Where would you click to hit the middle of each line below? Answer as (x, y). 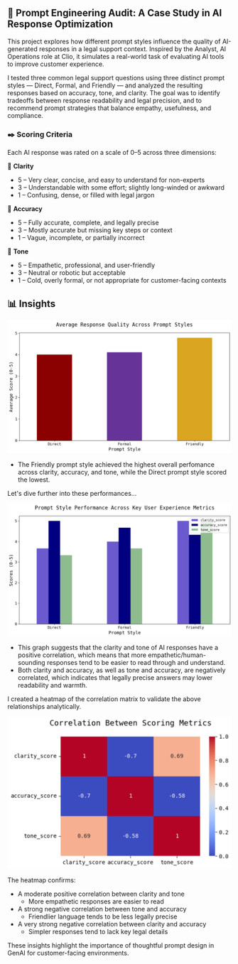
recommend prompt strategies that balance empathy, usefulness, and (109, 108)
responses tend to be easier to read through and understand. (136, 662)
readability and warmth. (52, 685)
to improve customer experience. (56, 64)
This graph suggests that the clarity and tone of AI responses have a (118, 647)
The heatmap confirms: (42, 880)
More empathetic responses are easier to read (96, 901)
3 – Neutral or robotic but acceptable (71, 273)
